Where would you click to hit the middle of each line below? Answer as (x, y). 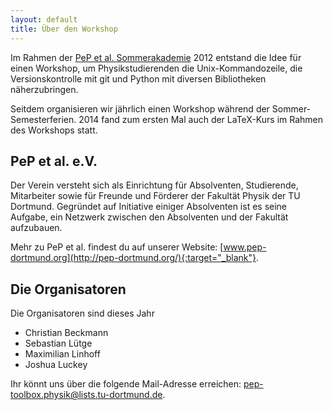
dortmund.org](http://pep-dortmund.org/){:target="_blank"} (133, 258)
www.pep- (245, 247)
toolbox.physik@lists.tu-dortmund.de (86, 395)
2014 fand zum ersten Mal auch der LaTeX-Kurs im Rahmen (201, 119)
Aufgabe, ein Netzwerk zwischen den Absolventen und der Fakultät (149, 217)
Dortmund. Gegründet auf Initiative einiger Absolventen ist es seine (149, 207)
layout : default (44, 19)
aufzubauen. (36, 228)
